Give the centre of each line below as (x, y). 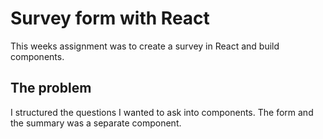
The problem (51, 88)
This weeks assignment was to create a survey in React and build (145, 46)
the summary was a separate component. (96, 123)
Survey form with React (110, 18)
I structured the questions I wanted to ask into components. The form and (162, 112)
